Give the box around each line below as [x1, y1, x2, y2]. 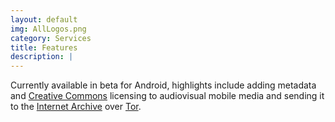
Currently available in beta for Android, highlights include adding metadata [10, 79, 317, 91]
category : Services [10, 33, 92, 43]
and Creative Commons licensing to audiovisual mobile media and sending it [10, 90, 325, 102]
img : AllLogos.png [10, 24, 87, 34]
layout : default [10, 14, 78, 25]
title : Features [10, 42, 78, 53]
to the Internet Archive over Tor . [10, 101, 142, 113]
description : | [10, 52, 74, 62]
